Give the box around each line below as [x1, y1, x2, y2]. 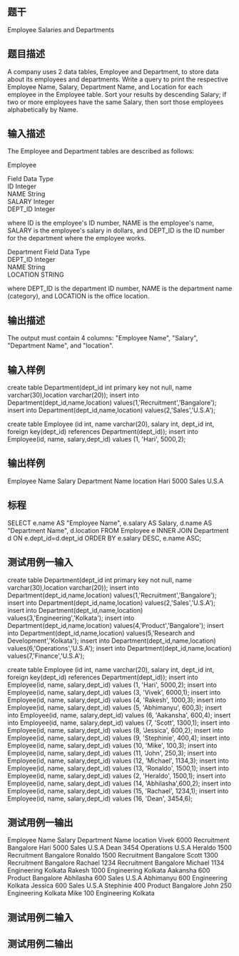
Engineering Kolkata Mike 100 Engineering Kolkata [7, 889, 155, 897]
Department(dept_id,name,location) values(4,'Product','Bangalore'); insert [7, 621, 224, 629]
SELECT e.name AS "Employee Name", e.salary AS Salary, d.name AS [7, 519, 213, 527]
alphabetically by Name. [7, 105, 78, 113]
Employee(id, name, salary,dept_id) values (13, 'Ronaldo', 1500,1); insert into [7, 763, 230, 772]
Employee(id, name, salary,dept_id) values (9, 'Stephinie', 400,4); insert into [7, 733, 230, 742]
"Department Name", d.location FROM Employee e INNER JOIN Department [7, 526, 230, 534]
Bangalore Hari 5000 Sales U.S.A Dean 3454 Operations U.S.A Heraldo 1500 [7, 843, 232, 852]
